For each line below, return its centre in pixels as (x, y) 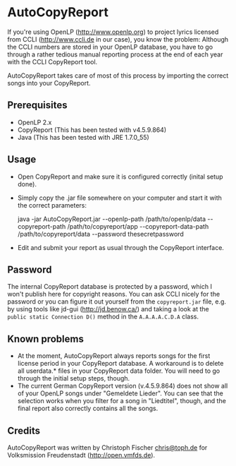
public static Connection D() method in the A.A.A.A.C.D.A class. (103, 317)
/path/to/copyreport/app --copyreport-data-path (138, 226)
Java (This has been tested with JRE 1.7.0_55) (83, 137)
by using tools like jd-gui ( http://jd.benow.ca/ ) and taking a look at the (108, 309)
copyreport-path (42, 226)
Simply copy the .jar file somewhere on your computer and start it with (119, 198)
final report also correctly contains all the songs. (88, 408)
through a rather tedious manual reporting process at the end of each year (115, 54)
